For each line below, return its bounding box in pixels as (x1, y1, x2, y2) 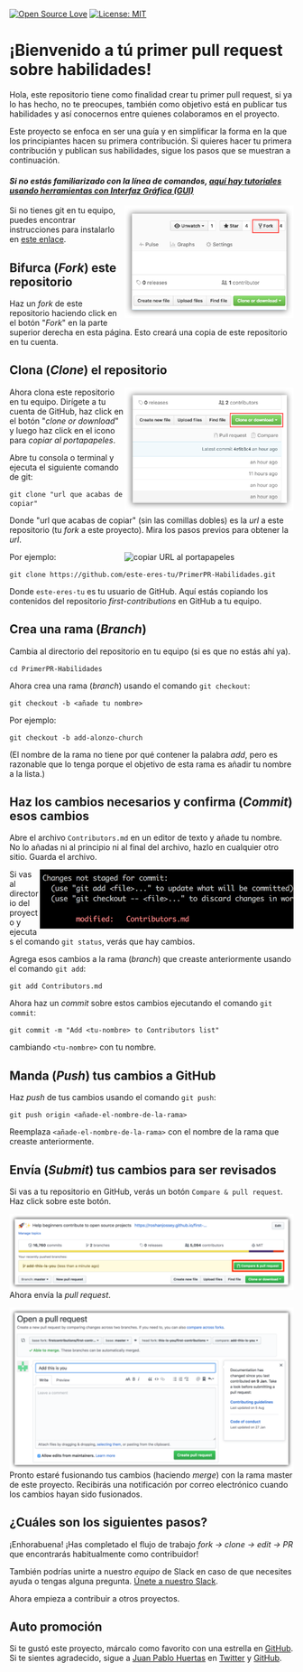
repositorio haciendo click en (9, 307, 117, 318)
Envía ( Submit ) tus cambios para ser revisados (9, 1162, 277, 1178)
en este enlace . (9, 234, 67, 245)
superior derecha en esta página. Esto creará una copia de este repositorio (9, 326, 288, 338)
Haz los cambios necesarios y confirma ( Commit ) (9, 794, 293, 809)
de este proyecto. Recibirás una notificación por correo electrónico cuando (9, 1479, 289, 1490)
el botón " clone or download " (9, 416, 119, 426)
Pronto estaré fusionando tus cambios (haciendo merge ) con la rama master (9, 1469, 293, 1481)
